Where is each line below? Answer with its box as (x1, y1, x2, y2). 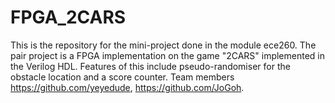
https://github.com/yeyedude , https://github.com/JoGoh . (10, 81, 245, 93)
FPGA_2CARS (10, 6, 127, 29)
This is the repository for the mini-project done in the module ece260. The (10, 39, 317, 51)
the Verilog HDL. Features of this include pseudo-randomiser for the (10, 60, 291, 72)
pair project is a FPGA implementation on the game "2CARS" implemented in (10, 49, 326, 61)
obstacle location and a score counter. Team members (10, 71, 235, 83)
